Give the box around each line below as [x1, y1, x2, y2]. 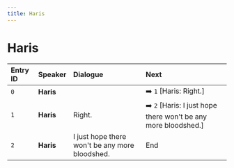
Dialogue [72, 69, 104, 79]
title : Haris [7, 10, 45, 17]
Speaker [38, 69, 67, 79]
